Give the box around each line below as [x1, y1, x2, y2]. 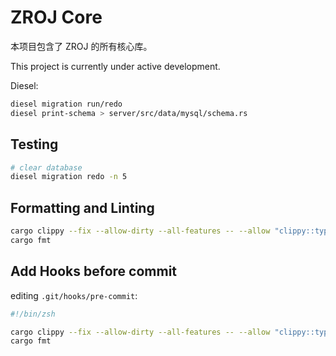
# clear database [10, 162, 83, 173]
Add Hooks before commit [10, 263, 178, 280]
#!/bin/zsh [10, 309, 56, 319]
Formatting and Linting [10, 199, 155, 216]
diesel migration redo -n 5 [10, 172, 128, 182]
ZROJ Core [10, 6, 103, 29]
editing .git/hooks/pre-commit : [10, 289, 138, 301]
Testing [10, 136, 59, 153]
